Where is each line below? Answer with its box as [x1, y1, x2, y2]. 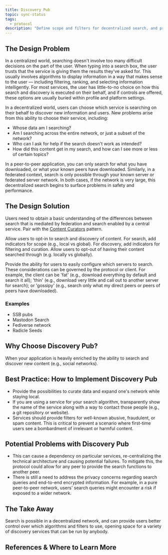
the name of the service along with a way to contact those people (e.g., [12, 404, 160, 410]
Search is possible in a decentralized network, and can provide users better [5, 518, 161, 524]
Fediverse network [12, 322, 51, 328]
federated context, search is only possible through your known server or [5, 171, 154, 177]
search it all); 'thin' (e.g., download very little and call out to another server [5, 277, 159, 283]
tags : [5, 16, 16, 21]
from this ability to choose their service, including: [5, 115, 108, 121]
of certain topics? [12, 151, 49, 157]
